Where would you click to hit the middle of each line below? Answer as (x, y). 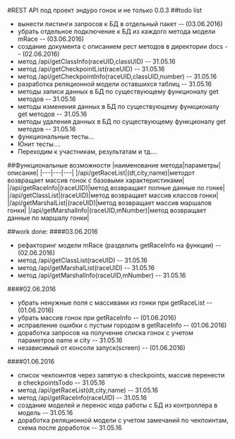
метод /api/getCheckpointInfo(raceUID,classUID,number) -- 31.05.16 (117, 76)
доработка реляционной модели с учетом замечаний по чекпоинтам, (123, 420)
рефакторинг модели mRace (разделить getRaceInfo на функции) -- (119, 245)
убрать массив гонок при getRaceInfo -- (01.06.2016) (97, 318)
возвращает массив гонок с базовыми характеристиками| (96, 180)
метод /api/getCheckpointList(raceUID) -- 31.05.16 (91, 69)
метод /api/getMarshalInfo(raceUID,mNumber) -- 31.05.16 (102, 275)
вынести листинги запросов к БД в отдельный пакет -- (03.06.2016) (120, 24)
